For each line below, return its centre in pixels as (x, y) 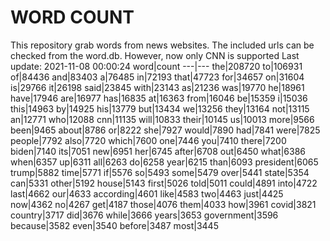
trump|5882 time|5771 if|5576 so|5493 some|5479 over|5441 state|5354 (160, 172)
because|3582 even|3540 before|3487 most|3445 (114, 225)
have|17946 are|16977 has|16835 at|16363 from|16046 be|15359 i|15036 (159, 98)
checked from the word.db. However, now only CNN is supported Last (155, 55)
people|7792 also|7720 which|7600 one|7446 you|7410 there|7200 (148, 140)
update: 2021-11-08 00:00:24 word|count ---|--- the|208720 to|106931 (156, 66)
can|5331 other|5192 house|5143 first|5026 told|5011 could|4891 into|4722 (164, 183)
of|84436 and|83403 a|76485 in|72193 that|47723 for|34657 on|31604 (157, 77)
